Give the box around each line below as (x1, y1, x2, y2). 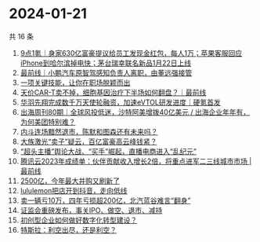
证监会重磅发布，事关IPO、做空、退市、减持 (20, 205, 163, 214)
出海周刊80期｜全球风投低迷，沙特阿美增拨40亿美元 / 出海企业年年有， (20, 107, 251, 116)
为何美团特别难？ (20, 117, 76, 126)
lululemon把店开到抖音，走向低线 (20, 185, 128, 195)
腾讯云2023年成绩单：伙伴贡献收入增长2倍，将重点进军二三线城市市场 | (20, 156, 252, 166)
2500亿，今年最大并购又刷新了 (20, 176, 121, 185)
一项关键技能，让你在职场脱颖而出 (20, 78, 131, 87)
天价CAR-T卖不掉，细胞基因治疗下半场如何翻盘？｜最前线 (20, 87, 207, 97)
